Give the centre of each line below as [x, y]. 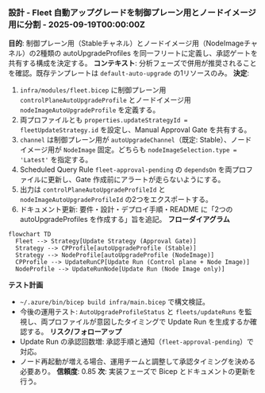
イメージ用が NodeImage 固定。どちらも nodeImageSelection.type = [128, 150]
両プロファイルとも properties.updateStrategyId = [104, 120]
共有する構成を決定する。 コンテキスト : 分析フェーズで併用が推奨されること [132, 63]
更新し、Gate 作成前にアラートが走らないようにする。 [136, 180]
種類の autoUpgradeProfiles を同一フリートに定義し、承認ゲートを [149, 53]
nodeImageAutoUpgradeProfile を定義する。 [90, 110]
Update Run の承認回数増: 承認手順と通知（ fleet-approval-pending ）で [136, 342]
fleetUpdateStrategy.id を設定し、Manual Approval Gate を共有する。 [135, 130]
